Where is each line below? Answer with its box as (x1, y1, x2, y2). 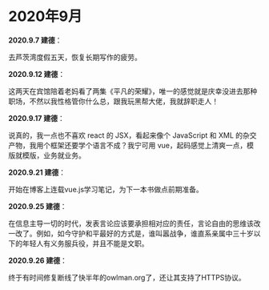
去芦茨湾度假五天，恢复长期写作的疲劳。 (8, 52, 142, 62)
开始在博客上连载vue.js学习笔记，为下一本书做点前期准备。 (8, 184, 204, 194)
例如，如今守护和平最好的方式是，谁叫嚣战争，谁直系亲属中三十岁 (35, 228, 254, 238)
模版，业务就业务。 (22, 150, 86, 160)
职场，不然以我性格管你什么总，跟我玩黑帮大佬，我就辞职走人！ (8, 96, 219, 106)
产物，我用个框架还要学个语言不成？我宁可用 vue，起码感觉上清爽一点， (8, 140, 247, 150)
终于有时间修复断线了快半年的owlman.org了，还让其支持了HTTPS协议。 (8, 272, 246, 282)
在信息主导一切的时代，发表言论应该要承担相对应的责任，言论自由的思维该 (8, 218, 254, 228)
